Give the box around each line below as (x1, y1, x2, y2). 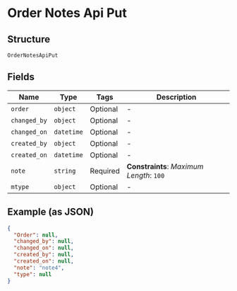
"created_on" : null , (13, 258, 74, 265)
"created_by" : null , (13, 251, 74, 258)
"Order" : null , (13, 232, 59, 239)
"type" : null (13, 270, 52, 278)
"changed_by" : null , (13, 238, 74, 245)
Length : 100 (126, 170, 165, 180)
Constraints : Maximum (126, 161, 204, 171)
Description (156, 92, 197, 102)
